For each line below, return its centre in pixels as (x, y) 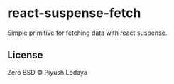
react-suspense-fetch (74, 13)
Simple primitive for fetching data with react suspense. (87, 33)
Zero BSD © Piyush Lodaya (47, 72)
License (25, 55)
